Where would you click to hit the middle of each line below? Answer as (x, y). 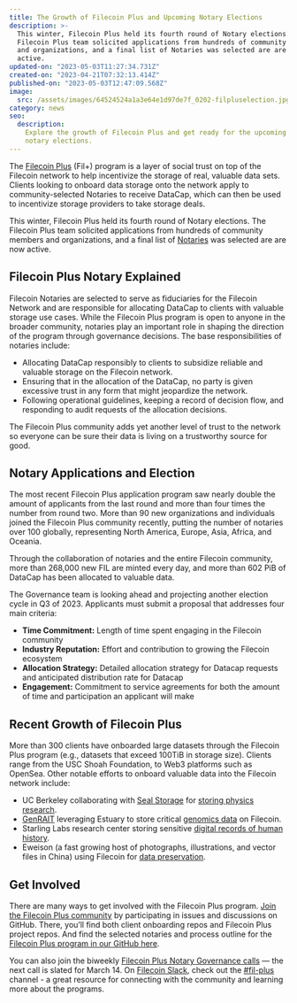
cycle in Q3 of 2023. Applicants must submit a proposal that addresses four (147, 604)
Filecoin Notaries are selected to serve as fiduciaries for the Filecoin (133, 298)
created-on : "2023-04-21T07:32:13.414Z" (85, 75)
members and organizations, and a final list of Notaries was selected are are (148, 239)
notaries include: (40, 345)
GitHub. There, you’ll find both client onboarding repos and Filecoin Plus (141, 925)
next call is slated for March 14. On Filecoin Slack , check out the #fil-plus (142, 970)
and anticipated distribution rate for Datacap (103, 677)
